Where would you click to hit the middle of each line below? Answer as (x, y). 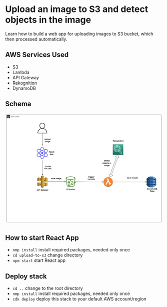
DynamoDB (24, 88)
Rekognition (25, 83)
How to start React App (42, 238)
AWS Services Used (37, 55)
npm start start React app (39, 260)
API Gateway (25, 77)
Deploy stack (26, 276)
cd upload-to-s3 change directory (47, 255)
